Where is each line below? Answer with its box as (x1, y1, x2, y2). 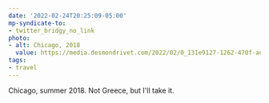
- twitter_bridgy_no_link (8, 26, 94, 34)
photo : (8, 34, 30, 42)
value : (15, 49, 38, 57)
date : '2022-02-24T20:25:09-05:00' (8, 11, 127, 20)
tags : (8, 57, 26, 65)
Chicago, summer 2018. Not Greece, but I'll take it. (8, 85, 175, 95)
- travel (8, 64, 38, 72)
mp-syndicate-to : (8, 19, 66, 27)
